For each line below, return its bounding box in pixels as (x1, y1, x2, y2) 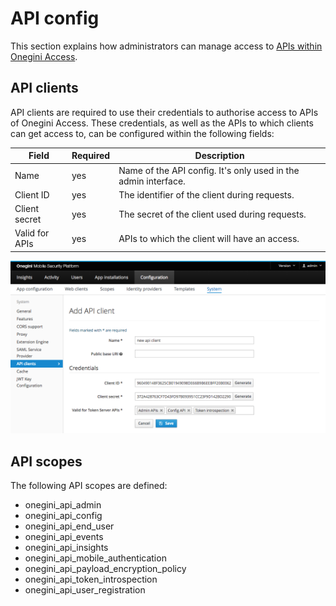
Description (194, 150, 245, 162)
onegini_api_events (24, 531, 104, 543)
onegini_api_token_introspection (24, 573, 158, 586)
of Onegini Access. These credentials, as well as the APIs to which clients (10, 117, 314, 129)
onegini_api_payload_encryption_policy (24, 563, 187, 575)
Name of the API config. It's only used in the (118, 164, 300, 176)
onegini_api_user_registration (24, 584, 146, 596)
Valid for (14, 227, 50, 239)
